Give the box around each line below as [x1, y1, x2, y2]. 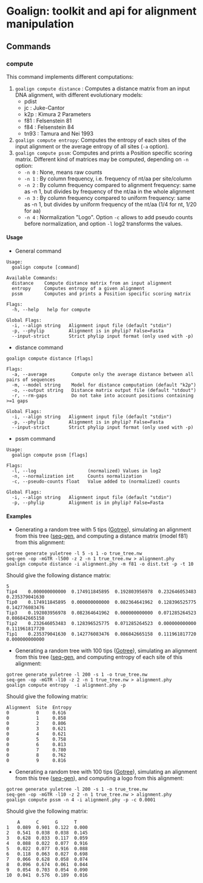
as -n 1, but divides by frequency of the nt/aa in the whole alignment [24, 188, 195, 195]
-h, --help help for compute [12, 307, 91, 313]
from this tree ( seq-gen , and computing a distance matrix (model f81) [15, 532, 188, 540]
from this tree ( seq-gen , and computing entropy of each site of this [15, 653, 183, 661]
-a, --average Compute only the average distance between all [12, 371, 194, 378]
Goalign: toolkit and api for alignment [6, 4, 197, 18]
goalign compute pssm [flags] [12, 452, 88, 458]
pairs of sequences [6, 377, 56, 383]
